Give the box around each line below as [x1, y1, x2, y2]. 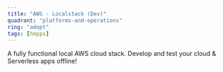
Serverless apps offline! [7, 57, 77, 66]
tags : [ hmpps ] [7, 30, 50, 37]
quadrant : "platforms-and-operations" [7, 17, 123, 24]
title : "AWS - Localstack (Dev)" [7, 10, 107, 18]
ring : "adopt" [7, 23, 50, 30]
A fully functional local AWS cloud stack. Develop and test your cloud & [7, 49, 217, 58]
